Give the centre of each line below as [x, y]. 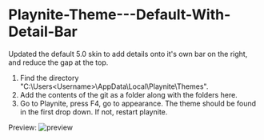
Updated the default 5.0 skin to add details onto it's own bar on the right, [128, 54]
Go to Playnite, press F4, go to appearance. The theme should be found [138, 103]
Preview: [23, 127]
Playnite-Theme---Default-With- [120, 15]
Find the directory [49, 78]
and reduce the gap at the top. [58, 62]
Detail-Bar [43, 32]
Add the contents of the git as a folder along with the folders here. [128, 94]
